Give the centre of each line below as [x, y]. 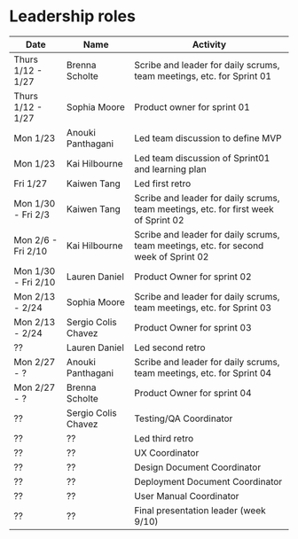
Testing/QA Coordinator [184, 418]
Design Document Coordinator [198, 467]
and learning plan [170, 168]
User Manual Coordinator [187, 496]
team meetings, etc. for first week [204, 208]
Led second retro [170, 348]
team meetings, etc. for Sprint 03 [203, 308]
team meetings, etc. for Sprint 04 [203, 372]
